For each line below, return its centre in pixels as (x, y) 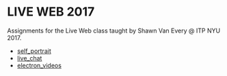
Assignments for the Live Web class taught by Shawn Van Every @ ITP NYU (114, 31)
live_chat (29, 58)
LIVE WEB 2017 (51, 12)
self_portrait (34, 51)
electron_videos (39, 65)
